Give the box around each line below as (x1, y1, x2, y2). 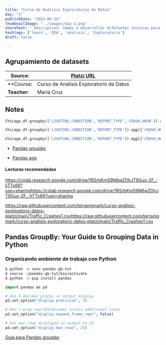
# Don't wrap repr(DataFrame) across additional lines (5, 307, 121, 312)
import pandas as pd (5, 285, 48, 290)
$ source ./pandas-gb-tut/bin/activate (5, 271, 87, 276)
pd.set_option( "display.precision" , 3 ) (5, 298, 87, 303)
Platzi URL (71, 72, 95, 79)
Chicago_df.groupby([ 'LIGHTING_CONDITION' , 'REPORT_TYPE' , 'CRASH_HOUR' (5, 118, 154, 124)
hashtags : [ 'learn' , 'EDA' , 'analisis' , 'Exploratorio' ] (5, 30, 125, 35)
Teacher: (7, 89, 29, 96)
